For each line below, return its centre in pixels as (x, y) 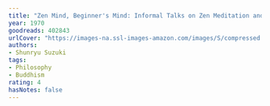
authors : (23, 45)
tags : (17, 61)
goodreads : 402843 (39, 30)
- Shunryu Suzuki (37, 53)
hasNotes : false (35, 90)
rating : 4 (25, 82)
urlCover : (25, 38)
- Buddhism (27, 75)
